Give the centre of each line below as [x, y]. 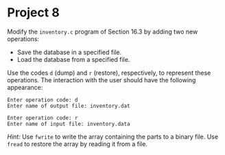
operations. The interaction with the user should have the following [102, 80]
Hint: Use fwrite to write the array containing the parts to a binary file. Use [113, 136]
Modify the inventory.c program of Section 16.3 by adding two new [103, 32]
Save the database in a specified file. [69, 52]
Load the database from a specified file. [73, 59]
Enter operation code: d [43, 100]
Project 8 [33, 13]
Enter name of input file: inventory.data [69, 124]
